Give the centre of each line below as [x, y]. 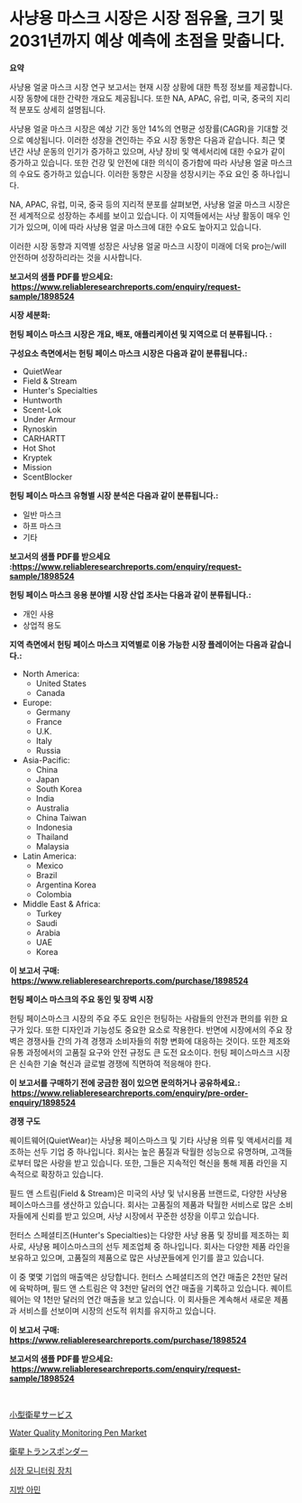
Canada [50, 692]
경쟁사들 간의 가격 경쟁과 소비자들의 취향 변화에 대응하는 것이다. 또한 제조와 [158, 1041]
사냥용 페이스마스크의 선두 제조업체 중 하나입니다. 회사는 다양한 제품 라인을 [160, 1246]
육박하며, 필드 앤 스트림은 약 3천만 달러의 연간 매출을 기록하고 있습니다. [143, 1288]
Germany [53, 712]
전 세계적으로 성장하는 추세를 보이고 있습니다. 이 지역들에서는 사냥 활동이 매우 [145, 215]
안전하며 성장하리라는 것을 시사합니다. [76, 257]
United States [61, 683]
